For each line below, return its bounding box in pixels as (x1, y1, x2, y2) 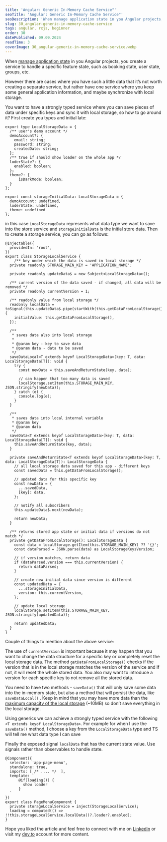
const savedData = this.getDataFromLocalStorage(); (14, 468, 123, 473)
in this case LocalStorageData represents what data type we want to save (5, 220, 155, 226)
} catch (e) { (14, 389, 43, 395)
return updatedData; (14, 621, 57, 626)
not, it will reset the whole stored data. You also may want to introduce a (5, 669, 153, 675)
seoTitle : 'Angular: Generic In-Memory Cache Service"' (5, 12, 123, 17)
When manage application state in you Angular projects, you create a (5, 58, 147, 64)
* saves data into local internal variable (11, 416, 103, 421)
